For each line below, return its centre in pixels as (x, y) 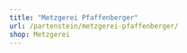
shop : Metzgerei (40, 34)
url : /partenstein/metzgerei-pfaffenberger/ (94, 26)
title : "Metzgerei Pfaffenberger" (74, 18)
